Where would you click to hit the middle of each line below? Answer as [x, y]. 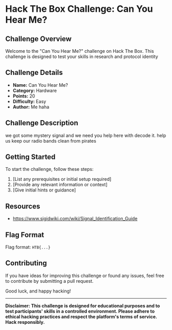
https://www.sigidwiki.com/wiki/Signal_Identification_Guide [75, 219]
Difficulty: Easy [29, 101]
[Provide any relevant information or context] [60, 185]
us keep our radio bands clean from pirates [51, 141]
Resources [23, 206]
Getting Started [30, 157]
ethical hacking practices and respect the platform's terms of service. [81, 317]
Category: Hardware [35, 90]
